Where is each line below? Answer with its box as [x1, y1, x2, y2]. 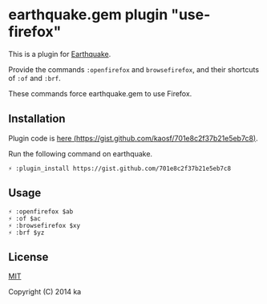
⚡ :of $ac [8, 214, 42, 222]
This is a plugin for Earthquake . [8, 49, 111, 59]
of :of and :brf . [8, 73, 62, 83]
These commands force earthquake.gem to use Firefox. [8, 88, 192, 98]
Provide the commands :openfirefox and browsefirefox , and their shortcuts [8, 64, 259, 74]
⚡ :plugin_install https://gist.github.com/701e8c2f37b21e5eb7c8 [8, 164, 231, 172]
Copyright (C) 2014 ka [8, 287, 82, 297]
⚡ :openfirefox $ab [8, 207, 74, 216]
